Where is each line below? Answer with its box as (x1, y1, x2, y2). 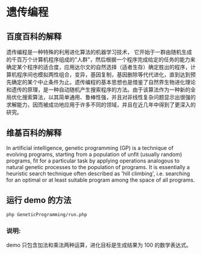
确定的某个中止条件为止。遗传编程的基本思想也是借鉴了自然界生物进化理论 (11, 79, 196, 85)
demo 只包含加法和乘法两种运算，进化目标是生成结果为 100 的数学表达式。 (6, 241, 192, 249)
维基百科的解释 (6, 128, 62, 138)
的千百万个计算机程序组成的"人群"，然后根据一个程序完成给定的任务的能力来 (6, 56, 196, 63)
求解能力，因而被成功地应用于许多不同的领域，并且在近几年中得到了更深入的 (6, 101, 196, 108)
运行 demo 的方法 (6, 195, 72, 205)
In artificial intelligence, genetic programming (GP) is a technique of (6, 144, 174, 151)
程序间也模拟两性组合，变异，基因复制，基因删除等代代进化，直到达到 (16, 71, 191, 78)
